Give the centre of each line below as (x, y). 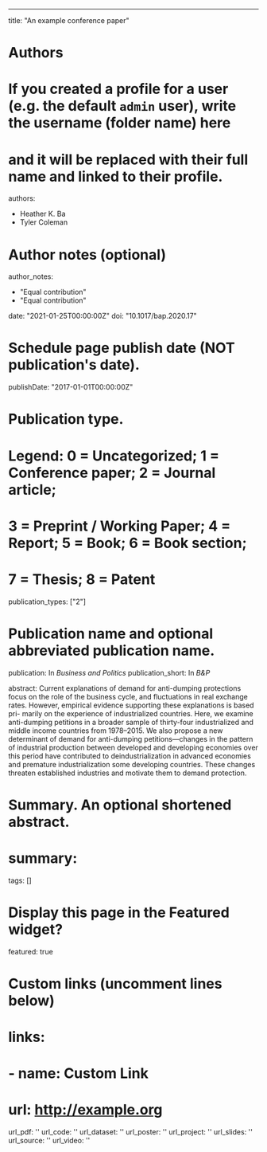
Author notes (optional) (87, 255)
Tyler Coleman (44, 222)
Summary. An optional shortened (120, 805)
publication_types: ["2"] (47, 601)
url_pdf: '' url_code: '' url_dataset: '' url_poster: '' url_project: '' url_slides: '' (130, 1132)
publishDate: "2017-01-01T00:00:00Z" (71, 387)
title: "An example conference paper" (69, 20)
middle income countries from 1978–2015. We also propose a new (116, 731)
